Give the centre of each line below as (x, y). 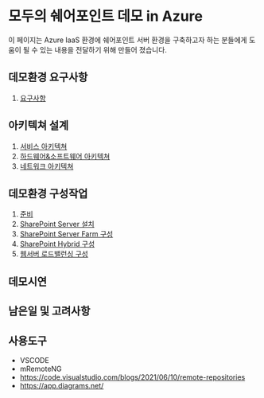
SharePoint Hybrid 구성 (57, 244)
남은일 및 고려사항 (49, 311)
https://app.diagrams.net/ (62, 385)
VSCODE (34, 360)
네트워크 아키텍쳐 (47, 166)
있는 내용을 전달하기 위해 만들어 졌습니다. (103, 49)
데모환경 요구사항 (48, 78)
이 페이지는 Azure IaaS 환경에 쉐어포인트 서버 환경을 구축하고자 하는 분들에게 (128, 40)
